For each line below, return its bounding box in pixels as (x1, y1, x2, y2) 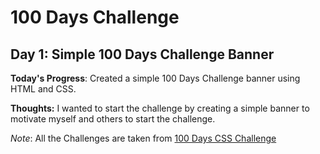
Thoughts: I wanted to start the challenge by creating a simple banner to (10, 102, 310, 114)
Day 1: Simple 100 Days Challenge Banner (10, 46, 275, 63)
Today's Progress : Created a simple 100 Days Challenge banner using (10, 72, 301, 84)
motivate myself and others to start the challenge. (10, 113, 216, 125)
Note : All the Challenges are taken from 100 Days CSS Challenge (10, 132, 277, 144)
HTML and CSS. (10, 83, 77, 95)
